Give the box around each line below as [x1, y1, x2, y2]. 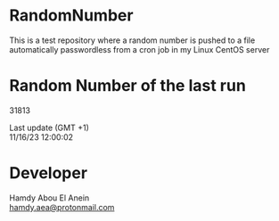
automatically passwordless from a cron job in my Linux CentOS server [9, 44, 270, 54]
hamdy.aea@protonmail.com [9, 201, 115, 212]
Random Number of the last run [9, 76, 247, 96]
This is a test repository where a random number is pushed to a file [9, 35, 256, 45]
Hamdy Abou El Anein [9, 192, 90, 203]
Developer [9, 163, 87, 184]
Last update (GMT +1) [9, 122, 89, 133]
